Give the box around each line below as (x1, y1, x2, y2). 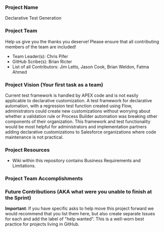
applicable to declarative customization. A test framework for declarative (5, 97, 152, 103)
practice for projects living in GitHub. (5, 221, 80, 227)
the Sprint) (5, 195, 31, 202)
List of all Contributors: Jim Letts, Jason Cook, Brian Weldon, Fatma (12, 63, 149, 70)
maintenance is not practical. (5, 134, 64, 140)
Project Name (5, 4, 38, 11)
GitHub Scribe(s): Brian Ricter (12, 58, 72, 64)
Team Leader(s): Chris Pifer (12, 53, 68, 59)
